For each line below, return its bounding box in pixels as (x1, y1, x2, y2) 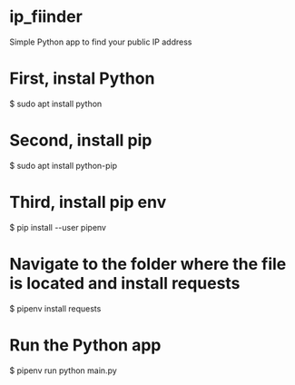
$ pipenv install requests (9, 302, 102, 314)
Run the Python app (9, 334, 162, 355)
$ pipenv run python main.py (9, 365, 118, 376)
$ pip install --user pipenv (9, 222, 107, 232)
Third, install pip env (9, 192, 167, 212)
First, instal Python (9, 68, 155, 89)
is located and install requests (9, 272, 241, 293)
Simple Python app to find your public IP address (9, 36, 192, 47)
